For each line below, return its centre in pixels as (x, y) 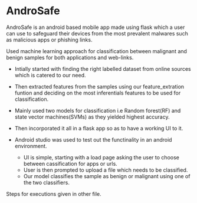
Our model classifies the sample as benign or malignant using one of (107, 176)
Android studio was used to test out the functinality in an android (93, 139)
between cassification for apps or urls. (70, 163)
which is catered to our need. (50, 75)
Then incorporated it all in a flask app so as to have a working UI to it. (99, 128)
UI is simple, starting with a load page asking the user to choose (101, 157)
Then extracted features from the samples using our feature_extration (99, 86)
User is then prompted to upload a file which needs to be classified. (106, 170)
